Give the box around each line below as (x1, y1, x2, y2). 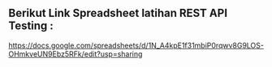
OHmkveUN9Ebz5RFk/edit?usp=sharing (8, 48, 143, 59)
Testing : (8, 19, 54, 33)
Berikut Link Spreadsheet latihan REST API (8, 6, 228, 20)
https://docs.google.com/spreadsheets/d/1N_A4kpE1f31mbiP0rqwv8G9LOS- (8, 40, 264, 50)
